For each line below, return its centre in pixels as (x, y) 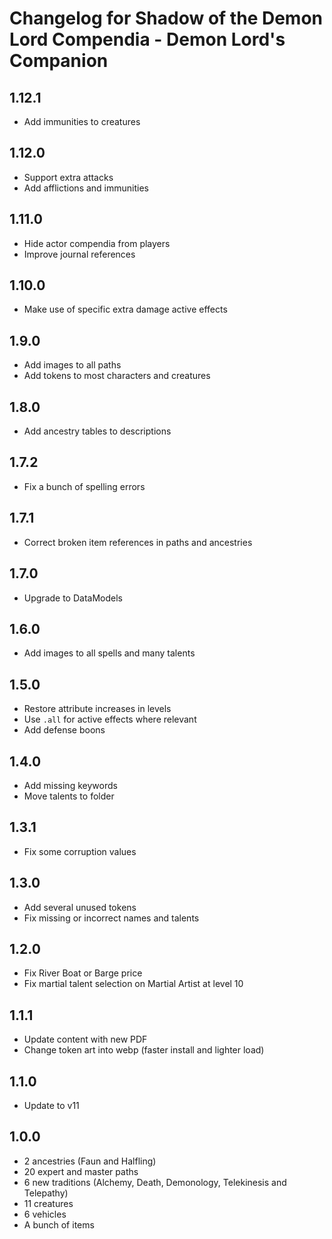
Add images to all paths (72, 365)
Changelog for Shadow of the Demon (166, 18)
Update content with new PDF (85, 1039)
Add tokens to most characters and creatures (117, 376)
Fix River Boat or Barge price (83, 973)
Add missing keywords (70, 785)
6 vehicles (45, 1214)
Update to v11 (51, 1105)
